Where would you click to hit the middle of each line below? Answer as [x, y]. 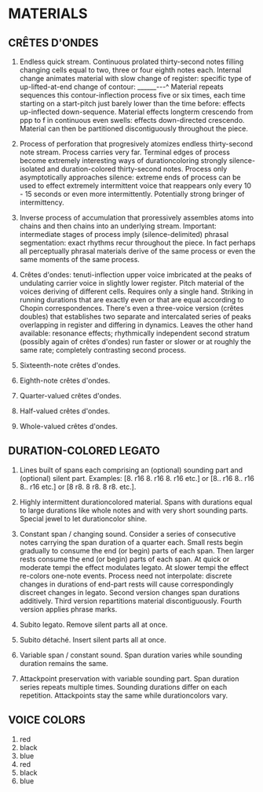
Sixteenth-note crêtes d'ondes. [70, 365]
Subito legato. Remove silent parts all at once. [93, 624]
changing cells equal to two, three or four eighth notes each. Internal [130, 70]
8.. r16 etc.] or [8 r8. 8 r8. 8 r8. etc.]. [78, 487]
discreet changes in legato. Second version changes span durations [130, 592]
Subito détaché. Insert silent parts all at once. [93, 639]
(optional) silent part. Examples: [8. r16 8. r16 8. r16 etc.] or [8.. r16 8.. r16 [137, 478]
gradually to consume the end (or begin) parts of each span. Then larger [137, 550]
